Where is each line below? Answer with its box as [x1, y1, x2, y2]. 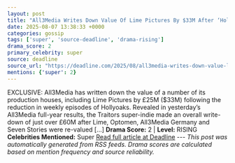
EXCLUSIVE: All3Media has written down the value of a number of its [7, 88, 206, 97]
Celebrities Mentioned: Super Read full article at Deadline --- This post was [7, 132, 228, 141]
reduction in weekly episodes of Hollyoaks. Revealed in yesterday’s [7, 103, 201, 111]
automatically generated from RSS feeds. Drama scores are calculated [7, 140, 212, 148]
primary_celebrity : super [7, 50, 83, 57]
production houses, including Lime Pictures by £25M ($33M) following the [7, 95, 222, 104]
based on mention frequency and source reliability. [7, 148, 155, 156]
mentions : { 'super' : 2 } [7, 69, 77, 76]
